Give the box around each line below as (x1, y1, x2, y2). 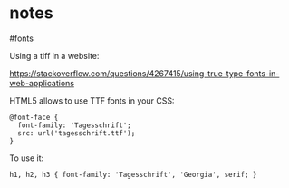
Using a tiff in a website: (9, 50, 100, 61)
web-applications (9, 77, 75, 88)
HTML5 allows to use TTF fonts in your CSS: (9, 94, 175, 106)
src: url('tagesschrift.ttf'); (17, 128, 136, 138)
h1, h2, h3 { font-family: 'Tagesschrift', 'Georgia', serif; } (9, 170, 257, 179)
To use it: (9, 153, 44, 163)
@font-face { (9, 113, 59, 122)
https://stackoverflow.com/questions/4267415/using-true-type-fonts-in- (9, 67, 280, 79)
